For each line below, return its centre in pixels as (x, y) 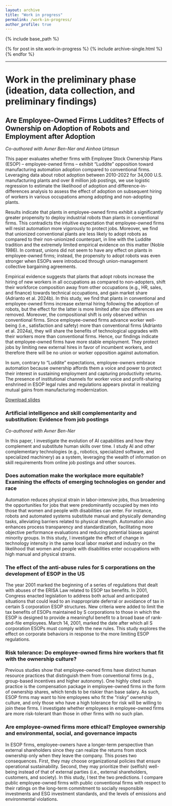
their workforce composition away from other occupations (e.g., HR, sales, (84, 287)
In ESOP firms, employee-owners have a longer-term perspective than (79, 745)
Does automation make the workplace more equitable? (75, 476)
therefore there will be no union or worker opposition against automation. (82, 353)
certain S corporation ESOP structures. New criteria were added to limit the (84, 607)
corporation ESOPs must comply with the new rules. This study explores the (85, 629)
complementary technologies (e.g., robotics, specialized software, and (80, 451)
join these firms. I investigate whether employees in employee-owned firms (85, 708)
